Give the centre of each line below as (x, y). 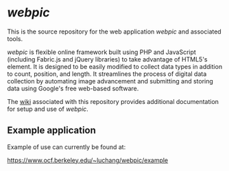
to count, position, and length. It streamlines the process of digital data (107, 74)
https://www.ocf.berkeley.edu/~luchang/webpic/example (88, 160)
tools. (15, 38)
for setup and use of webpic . (48, 109)
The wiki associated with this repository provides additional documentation (113, 101)
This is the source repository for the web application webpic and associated (114, 31)
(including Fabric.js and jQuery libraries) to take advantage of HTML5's (107, 59)
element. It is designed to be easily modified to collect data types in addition (115, 66)
